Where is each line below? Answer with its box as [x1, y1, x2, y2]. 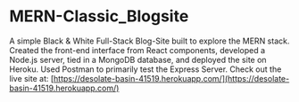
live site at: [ [9, 73, 54, 83]
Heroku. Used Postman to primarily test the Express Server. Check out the [9, 64, 282, 75]
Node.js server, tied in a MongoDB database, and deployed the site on [9, 54, 267, 65]
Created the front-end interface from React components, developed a [9, 44, 266, 55]
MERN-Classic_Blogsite [9, 6, 189, 27]
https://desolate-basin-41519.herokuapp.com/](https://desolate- [53, 73, 290, 83]
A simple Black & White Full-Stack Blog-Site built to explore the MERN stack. [9, 35, 290, 46]
